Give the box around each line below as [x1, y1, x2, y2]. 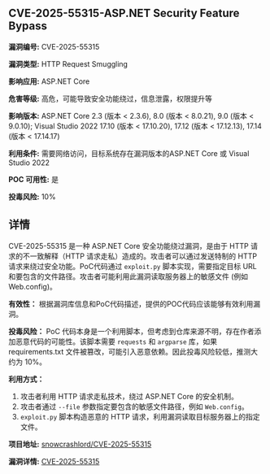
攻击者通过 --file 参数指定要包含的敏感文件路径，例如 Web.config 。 [20, 402, 250, 411]
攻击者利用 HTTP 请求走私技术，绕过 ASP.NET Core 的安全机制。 [20, 391, 238, 401]
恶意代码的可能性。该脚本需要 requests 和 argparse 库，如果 [15, 337, 218, 346]
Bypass [8, 20, 47, 33]
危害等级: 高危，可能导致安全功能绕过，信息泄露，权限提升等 [8, 93, 213, 103]
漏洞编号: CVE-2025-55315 [8, 41, 100, 51]
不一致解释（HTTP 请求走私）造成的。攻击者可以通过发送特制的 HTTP [22, 251, 258, 261]
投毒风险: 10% [8, 191, 56, 202]
